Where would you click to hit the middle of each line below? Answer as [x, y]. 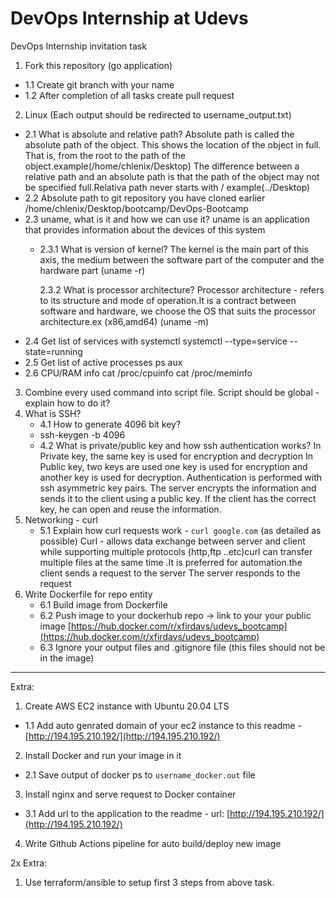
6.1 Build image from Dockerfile [103, 604]
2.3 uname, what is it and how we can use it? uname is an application [167, 219]
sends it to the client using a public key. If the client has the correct [178, 498]
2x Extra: [29, 863]
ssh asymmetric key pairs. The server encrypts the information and [178, 488]
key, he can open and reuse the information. [130, 509]
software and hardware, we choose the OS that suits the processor [178, 311]
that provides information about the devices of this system [145, 229]
